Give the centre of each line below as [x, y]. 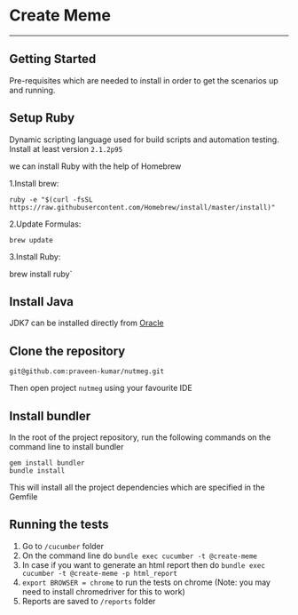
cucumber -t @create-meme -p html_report [99, 573]
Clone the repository [67, 351]
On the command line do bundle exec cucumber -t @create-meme [140, 555]
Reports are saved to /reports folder [89, 601]
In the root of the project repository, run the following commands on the [140, 437]
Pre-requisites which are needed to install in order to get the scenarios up [144, 80]
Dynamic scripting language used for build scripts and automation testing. [144, 140]
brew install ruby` [41, 274]
